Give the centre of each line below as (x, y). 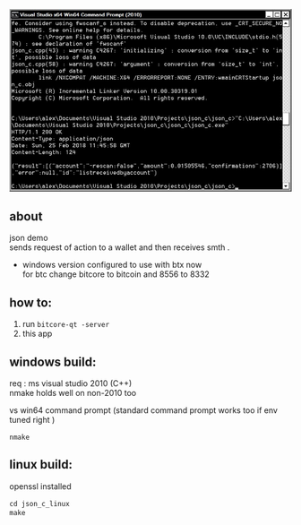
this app (37, 334)
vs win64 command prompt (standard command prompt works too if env (143, 410)
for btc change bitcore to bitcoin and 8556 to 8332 (116, 274)
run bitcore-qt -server (66, 324)
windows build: (53, 361)
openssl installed (40, 486)
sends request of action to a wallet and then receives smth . (120, 247)
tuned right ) (32, 419)
